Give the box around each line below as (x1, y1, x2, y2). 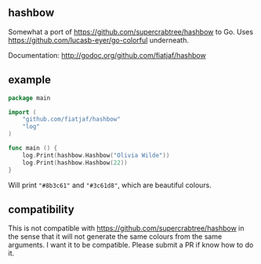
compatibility (8, 203, 74, 216)
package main (8, 94, 51, 102)
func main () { (8, 144, 58, 152)
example (8, 74, 52, 87)
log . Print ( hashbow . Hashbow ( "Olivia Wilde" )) (22, 151, 170, 159)
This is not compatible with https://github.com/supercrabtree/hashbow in (8, 223, 245, 233)
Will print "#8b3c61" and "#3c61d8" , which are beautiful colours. (8, 180, 212, 190)
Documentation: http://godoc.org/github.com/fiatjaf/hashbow (8, 50, 206, 60)
